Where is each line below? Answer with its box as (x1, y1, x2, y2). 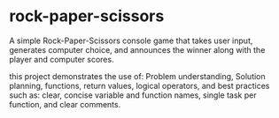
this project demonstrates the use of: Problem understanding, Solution (9, 70, 266, 81)
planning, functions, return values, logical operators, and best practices (9, 80, 270, 91)
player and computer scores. (9, 54, 114, 64)
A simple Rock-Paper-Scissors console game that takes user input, (9, 35, 253, 46)
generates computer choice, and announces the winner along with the (9, 44, 266, 55)
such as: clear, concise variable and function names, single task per (9, 90, 257, 100)
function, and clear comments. (9, 99, 121, 109)
